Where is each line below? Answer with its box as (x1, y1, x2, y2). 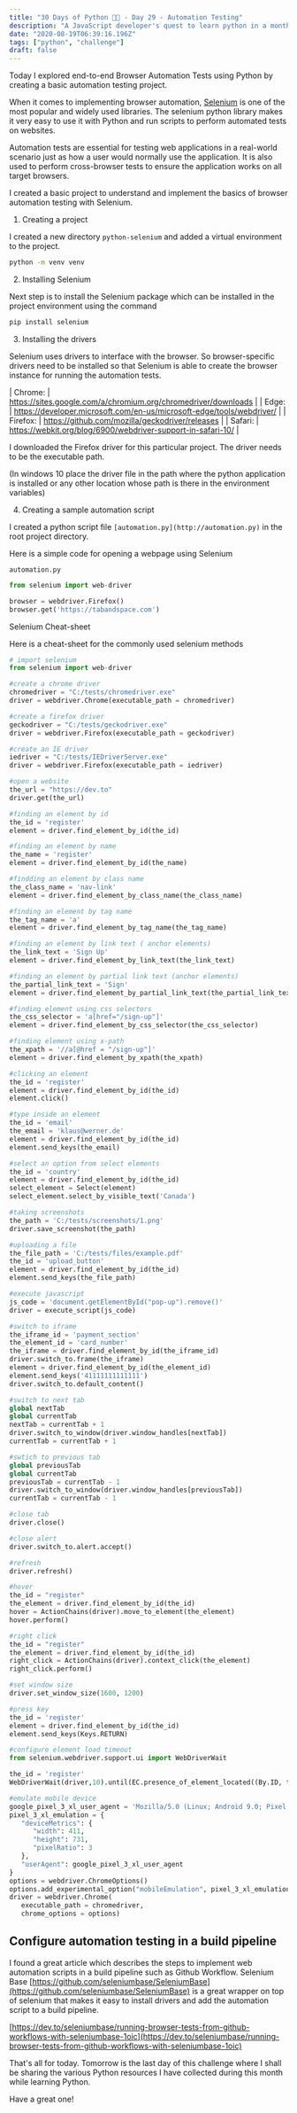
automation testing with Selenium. (9, 197, 133, 208)
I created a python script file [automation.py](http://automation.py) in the (9, 521, 283, 532)
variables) (9, 487, 46, 497)
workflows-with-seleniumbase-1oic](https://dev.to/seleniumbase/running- (9, 2031, 280, 2041)
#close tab (9, 1510, 49, 1519)
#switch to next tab (9, 1395, 86, 1405)
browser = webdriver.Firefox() (9, 596, 125, 605)
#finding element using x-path (9, 1037, 125, 1046)
